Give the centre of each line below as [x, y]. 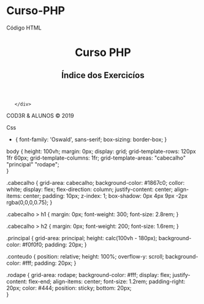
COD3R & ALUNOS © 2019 [40, 115]
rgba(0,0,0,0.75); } [29, 202]
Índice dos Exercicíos [103, 75]
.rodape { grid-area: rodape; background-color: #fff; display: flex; [89, 275]
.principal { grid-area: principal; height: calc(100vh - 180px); [82, 238]
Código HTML [24, 28]
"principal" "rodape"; [33, 164]
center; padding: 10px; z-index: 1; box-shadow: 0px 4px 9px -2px [105, 196]
